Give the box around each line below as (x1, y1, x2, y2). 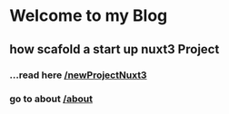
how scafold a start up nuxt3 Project (9, 42, 220, 57)
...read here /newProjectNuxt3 (9, 69, 147, 81)
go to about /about (9, 92, 94, 105)
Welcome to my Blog (9, 5, 168, 26)
